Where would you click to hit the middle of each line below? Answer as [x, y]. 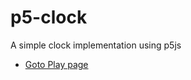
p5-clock [49, 17]
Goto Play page [56, 64]
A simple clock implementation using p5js [96, 45]
